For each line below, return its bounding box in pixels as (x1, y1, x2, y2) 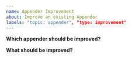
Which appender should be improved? (6, 36, 101, 43)
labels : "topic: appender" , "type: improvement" (6, 19, 127, 25)
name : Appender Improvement (6, 8, 75, 15)
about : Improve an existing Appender (6, 14, 98, 20)
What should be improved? (6, 47, 73, 54)
